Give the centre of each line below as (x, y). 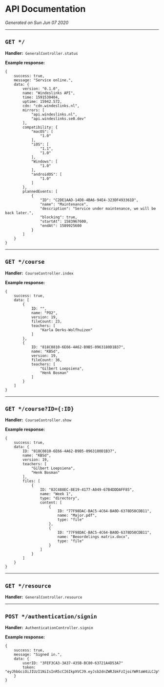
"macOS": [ (42, 131)
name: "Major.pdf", (77, 515)
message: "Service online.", (43, 80)
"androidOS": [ (47, 174)
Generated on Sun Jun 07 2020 (37, 23)
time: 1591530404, (41, 97)
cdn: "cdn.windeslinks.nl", (51, 106)
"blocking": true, (59, 217)
